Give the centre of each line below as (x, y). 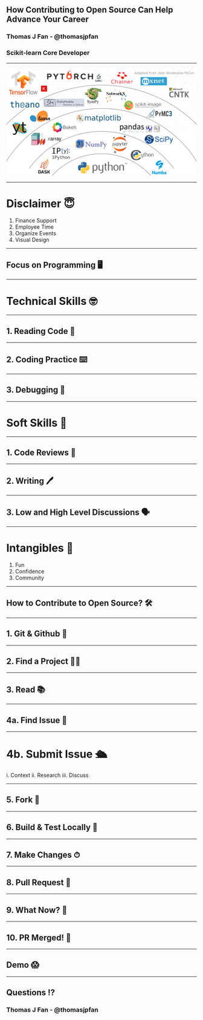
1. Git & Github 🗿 (37, 634)
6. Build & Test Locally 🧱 (52, 827)
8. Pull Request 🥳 (39, 882)
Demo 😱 (23, 965)
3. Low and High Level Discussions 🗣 (78, 512)
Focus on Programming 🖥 (54, 265)
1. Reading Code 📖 (41, 331)
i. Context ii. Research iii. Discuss (47, 775)
